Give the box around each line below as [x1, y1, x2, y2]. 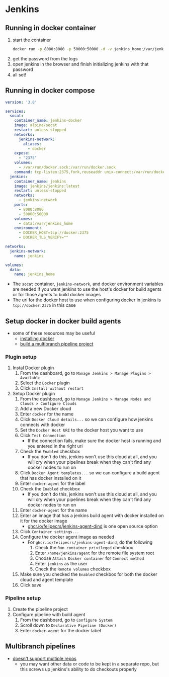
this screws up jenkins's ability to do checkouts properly [20, 666, 137, 672]
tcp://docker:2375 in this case [12, 302, 76, 308]
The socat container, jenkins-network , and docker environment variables [12, 281, 163, 287]
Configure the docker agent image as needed [20, 534, 115, 540]
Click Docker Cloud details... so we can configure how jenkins [20, 416, 153, 422]
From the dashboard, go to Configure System [20, 617, 113, 623]
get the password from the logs [12, 55, 78, 61]
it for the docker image [20, 518, 67, 524]
